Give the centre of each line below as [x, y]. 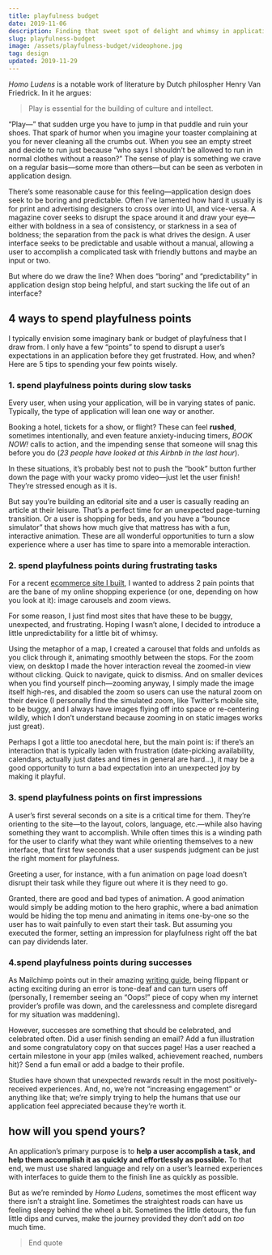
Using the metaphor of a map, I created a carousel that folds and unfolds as [134, 649]
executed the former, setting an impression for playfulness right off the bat [133, 933]
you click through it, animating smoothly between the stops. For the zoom [131, 658]
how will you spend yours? [77, 1131]
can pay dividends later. [48, 941]
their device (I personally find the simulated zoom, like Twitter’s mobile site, [134, 701]
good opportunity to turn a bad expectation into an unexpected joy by [124, 768]
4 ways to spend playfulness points [100, 319]
